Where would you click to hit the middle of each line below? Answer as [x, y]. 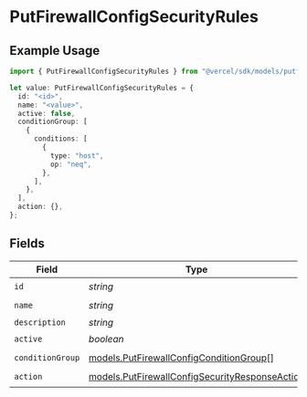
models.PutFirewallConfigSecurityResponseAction [196, 377]
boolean [106, 340]
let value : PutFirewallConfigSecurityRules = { [102, 88]
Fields [27, 244]
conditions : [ [61, 139]
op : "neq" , [71, 164]
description [40, 322]
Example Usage [55, 51]
